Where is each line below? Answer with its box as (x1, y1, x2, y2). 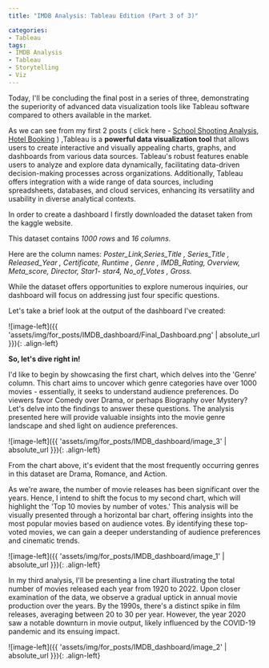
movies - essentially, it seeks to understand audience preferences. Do (8, 386, 239, 396)
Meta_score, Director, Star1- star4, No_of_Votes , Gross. (8, 266, 192, 275)
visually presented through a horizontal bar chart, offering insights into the (8, 510, 254, 519)
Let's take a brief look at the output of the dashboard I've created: (8, 306, 226, 316)
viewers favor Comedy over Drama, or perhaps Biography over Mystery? (8, 395, 248, 405)
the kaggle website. (8, 218, 74, 227)
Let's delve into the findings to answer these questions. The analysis (8, 403, 235, 413)
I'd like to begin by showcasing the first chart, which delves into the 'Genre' (8, 369, 258, 379)
